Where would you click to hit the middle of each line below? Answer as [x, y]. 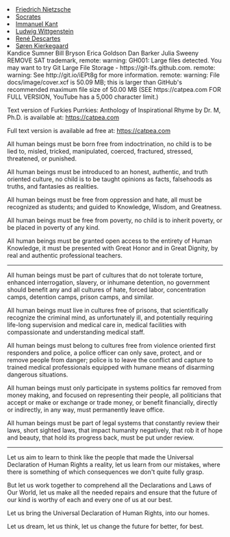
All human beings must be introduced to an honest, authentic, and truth [107, 172]
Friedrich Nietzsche [43, 9]
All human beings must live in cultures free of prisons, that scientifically [108, 310]
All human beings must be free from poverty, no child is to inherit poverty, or [115, 220]
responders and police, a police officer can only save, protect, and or [104, 353]
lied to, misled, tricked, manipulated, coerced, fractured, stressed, [100, 151]
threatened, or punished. [42, 158]
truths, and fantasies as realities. [53, 186]
